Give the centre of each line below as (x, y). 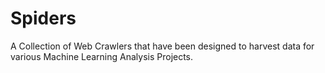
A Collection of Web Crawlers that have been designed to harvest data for (162, 46)
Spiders (43, 18)
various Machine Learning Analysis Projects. (102, 56)
